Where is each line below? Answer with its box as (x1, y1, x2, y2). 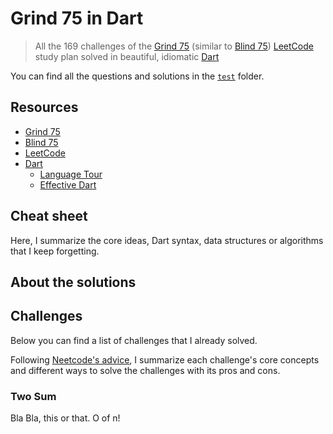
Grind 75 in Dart (10, 7, 144, 30)
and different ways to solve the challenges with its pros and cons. (10, 364, 281, 376)
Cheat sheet (10, 208, 88, 225)
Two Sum (10, 389, 57, 403)
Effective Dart (39, 178, 97, 191)
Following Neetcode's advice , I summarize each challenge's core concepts (10, 353, 320, 366)
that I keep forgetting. (10, 245, 100, 257)
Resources (10, 99, 79, 116)
